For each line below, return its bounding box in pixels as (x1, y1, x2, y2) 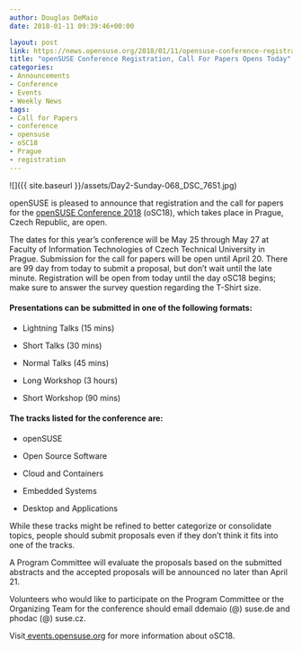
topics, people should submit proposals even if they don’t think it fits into (9, 530, 279, 541)
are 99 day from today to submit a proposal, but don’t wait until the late (9, 262, 272, 273)
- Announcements (9, 71, 70, 81)
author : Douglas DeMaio (9, 13, 99, 23)
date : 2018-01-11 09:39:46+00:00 (9, 22, 135, 31)
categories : (9, 63, 54, 72)
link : (9, 46, 30, 55)
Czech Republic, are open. (9, 216, 108, 227)
